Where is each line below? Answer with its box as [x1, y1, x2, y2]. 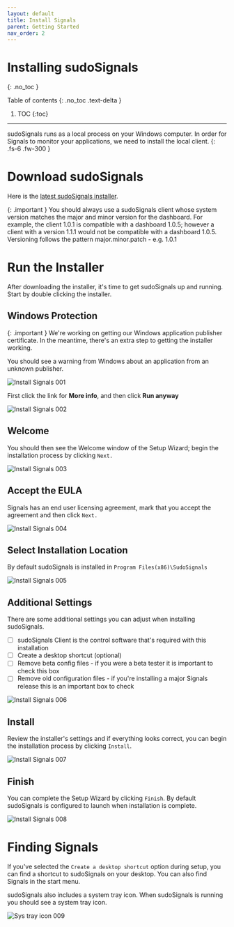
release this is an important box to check [17, 682, 134, 691]
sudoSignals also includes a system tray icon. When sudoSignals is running [7, 890, 224, 899]
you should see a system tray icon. [7, 898, 107, 906]
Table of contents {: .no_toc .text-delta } [7, 96, 122, 105]
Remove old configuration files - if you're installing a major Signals [17, 674, 208, 683]
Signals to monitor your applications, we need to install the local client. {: [7, 137, 216, 146]
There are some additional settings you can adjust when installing [7, 615, 196, 624]
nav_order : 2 [7, 29, 45, 37]
